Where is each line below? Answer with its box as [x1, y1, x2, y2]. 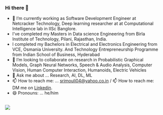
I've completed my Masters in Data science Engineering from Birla [12, 31, 145, 37]
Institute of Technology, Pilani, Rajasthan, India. [12, 36, 107, 42]
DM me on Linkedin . [12, 85, 53, 91]
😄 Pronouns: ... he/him [12, 90, 59, 96]
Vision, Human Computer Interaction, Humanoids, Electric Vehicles [12, 67, 146, 73]
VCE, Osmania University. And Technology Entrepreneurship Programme [12, 46, 159, 53]
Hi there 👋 [5, 4, 29, 11]
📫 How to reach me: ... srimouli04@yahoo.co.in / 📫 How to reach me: [12, 78, 155, 84]
